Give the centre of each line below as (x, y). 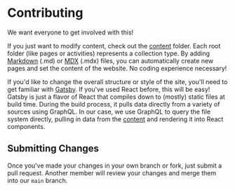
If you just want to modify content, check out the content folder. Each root (114, 46)
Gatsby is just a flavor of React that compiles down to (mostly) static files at (116, 97)
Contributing (45, 13)
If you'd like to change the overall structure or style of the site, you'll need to (117, 81)
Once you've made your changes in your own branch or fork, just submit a (115, 165)
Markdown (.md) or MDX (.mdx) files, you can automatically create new (110, 60)
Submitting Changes (53, 149)
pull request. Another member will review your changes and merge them (112, 172)
